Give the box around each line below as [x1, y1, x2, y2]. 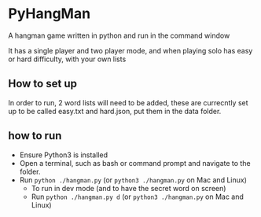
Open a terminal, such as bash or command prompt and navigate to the [19, 158, 251, 167]
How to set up [8, 77, 77, 90]
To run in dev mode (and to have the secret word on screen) [31, 183, 226, 193]
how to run [8, 129, 62, 142]
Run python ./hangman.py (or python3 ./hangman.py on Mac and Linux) [19, 175, 248, 185]
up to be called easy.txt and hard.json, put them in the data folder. [8, 106, 222, 116]
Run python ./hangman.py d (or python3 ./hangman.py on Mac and [31, 192, 244, 201]
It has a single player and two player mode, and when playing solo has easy [8, 46, 253, 55]
